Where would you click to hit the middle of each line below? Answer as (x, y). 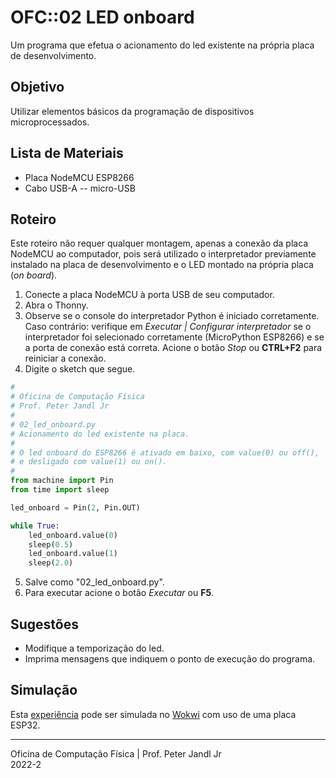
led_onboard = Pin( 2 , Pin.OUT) (75, 507)
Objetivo (37, 87)
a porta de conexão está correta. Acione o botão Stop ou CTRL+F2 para (173, 348)
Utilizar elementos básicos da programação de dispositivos (132, 111)
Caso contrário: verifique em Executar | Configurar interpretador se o (168, 327)
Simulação (44, 690)
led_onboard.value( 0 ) (73, 535)
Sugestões (44, 624)
